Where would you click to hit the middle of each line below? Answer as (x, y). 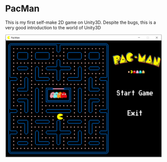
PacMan (22, 9)
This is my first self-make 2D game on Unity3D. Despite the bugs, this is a (81, 22)
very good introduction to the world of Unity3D (53, 27)
